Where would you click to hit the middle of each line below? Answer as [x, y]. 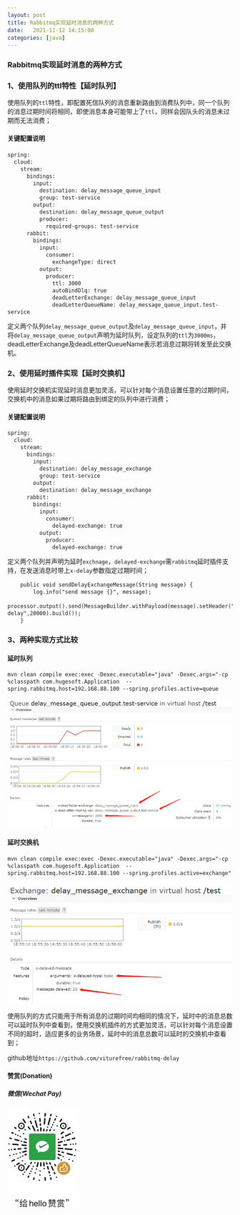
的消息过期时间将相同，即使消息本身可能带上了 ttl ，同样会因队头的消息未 [115, 111]
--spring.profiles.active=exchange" [177, 873]
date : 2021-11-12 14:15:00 [51, 30]
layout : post [27, 15]
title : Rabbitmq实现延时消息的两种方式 [61, 22]
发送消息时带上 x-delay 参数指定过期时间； [87, 571]
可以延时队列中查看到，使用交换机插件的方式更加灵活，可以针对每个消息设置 [120, 1025]
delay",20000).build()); [44, 614]
